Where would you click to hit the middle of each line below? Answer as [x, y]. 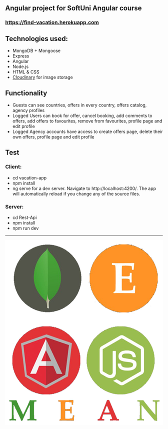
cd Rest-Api [24, 217]
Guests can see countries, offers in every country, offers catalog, [79, 105]
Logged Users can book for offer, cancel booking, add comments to [82, 115]
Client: [13, 167]
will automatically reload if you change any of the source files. [76, 193]
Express [21, 56]
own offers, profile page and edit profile [53, 136]
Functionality [26, 93]
